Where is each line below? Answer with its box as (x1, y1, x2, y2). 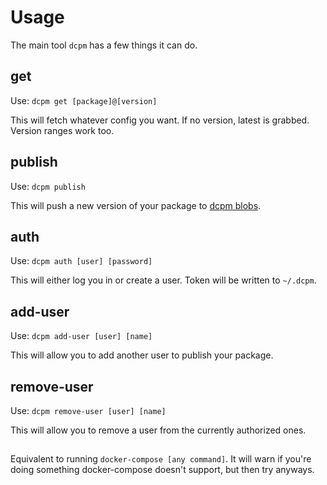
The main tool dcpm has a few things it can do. (10, 39, 198, 51)
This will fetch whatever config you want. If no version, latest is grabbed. (10, 114, 310, 126)
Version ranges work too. (10, 124, 115, 136)
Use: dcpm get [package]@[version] (10, 94, 158, 106)
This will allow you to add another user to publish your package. (10, 349, 274, 361)
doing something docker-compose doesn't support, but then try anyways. (10, 464, 315, 476)
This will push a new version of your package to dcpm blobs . (10, 199, 262, 211)
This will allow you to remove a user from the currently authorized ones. (10, 424, 307, 436)
